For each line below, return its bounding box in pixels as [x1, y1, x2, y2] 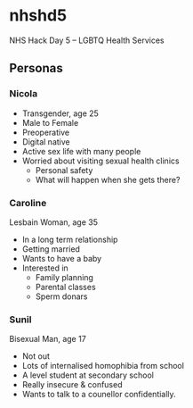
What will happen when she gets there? [35, 174, 181, 185]
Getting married [21, 243, 80, 254]
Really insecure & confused [21, 379, 123, 390]
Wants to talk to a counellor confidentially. [21, 389, 176, 400]
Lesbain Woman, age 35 [9, 216, 98, 228]
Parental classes [35, 281, 96, 292]
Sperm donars [35, 291, 88, 302]
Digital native [21, 136, 70, 147]
